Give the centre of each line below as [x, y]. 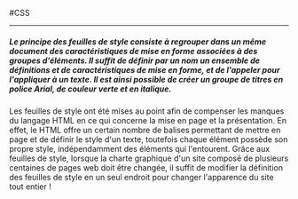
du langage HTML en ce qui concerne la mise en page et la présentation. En [148, 120]
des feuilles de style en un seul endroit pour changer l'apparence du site [141, 177]
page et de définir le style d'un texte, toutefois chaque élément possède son [149, 139]
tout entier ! [30, 187]
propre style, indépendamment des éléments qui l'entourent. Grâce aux [140, 148]
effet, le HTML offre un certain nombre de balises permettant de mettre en [145, 130]
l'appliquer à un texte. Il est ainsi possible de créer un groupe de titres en [146, 79]
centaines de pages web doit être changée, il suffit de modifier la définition [146, 167]
